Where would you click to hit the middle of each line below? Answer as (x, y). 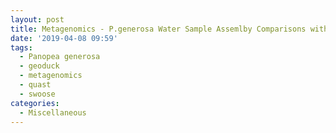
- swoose (37, 94)
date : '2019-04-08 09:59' (64, 38)
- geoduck (39, 66)
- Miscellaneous (53, 112)
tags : (21, 47)
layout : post (37, 19)
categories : (35, 103)
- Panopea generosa (60, 57)
